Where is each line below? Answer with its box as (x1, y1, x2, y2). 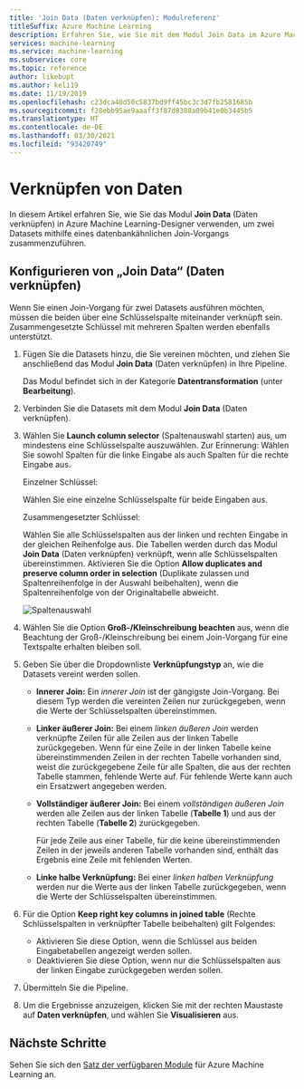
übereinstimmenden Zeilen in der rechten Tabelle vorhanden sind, (35, 751, 282, 762)
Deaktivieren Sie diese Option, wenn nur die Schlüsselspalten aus (35, 955, 281, 966)
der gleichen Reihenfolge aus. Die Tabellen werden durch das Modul (22, 538, 278, 549)
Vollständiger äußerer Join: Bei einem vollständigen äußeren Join (35, 798, 285, 809)
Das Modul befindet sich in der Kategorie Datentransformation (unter (22, 375, 283, 386)
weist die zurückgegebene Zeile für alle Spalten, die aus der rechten (35, 761, 291, 772)
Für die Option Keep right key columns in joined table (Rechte (22, 908, 256, 920)
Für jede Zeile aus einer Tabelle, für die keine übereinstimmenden (35, 834, 280, 845)
